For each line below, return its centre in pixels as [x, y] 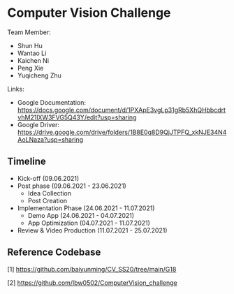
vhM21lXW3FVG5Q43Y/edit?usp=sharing [77, 117]
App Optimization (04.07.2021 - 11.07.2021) [89, 223]
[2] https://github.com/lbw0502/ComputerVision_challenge [92, 282]
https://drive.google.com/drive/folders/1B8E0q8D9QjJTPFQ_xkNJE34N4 [122, 132]
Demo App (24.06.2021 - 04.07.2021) [81, 215]
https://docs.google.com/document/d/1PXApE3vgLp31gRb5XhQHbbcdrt [121, 110]
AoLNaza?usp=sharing [50, 139]
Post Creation [47, 200]
